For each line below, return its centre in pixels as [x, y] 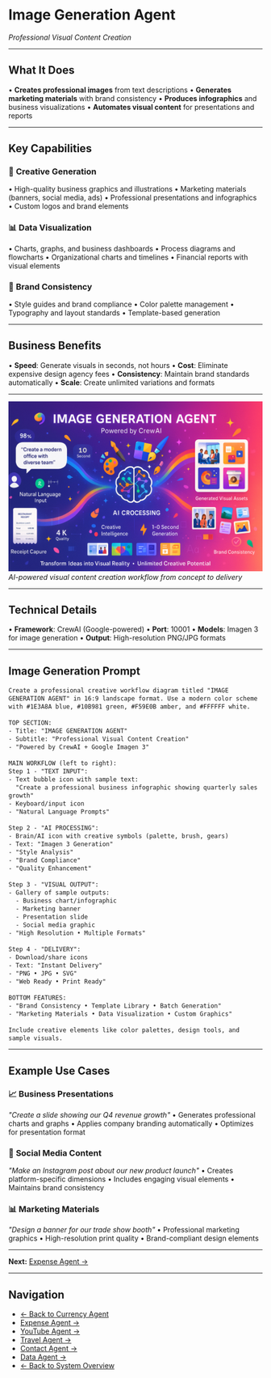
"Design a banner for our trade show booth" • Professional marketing [124, 1230]
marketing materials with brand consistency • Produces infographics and [133, 98]
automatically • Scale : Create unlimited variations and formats [112, 383]
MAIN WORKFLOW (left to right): [63, 763]
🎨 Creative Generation [52, 171]
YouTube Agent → [50, 1331]
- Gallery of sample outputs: [59, 893]
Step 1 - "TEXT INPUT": [48, 771]
